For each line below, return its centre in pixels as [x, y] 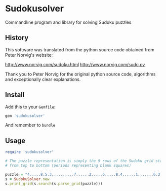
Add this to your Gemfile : [30, 107]
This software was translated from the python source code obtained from [80, 49]
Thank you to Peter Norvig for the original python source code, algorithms [80, 74]
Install [15, 95]
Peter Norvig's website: [29, 55]
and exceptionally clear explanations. [43, 79]
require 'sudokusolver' [30, 152]
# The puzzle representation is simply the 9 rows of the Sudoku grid [79, 161]
